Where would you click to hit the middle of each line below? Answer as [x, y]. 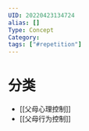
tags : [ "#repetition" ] [45, 45]
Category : [24, 37]
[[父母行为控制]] [45, 119]
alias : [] [24, 23]
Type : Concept [31, 30]
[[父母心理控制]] [45, 109]
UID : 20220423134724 [42, 15]
